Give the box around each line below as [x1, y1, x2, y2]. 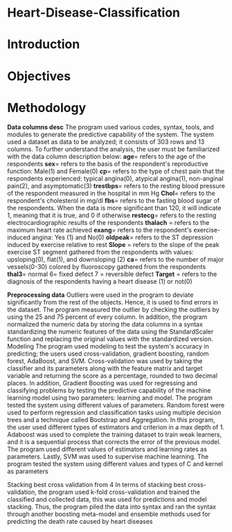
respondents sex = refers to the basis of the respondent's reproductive [7, 159, 209, 167]
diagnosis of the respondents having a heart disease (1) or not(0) [7, 277, 193, 285]
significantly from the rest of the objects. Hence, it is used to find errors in [7, 297, 218, 306]
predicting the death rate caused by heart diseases [7, 517, 153, 525]
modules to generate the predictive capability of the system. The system [7, 130, 215, 138]
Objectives [7, 68, 71, 84]
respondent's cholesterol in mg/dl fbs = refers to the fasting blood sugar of [7, 196, 220, 205]
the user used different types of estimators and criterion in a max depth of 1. [7, 423, 225, 431]
